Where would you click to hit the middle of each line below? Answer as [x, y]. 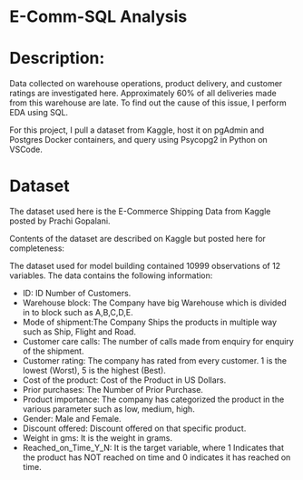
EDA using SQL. [39, 113]
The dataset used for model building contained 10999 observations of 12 [145, 266]
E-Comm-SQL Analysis [98, 17]
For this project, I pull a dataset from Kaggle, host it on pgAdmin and [137, 130]
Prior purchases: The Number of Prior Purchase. [113, 390]
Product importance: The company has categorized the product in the [153, 400]
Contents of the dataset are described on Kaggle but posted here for [137, 239]
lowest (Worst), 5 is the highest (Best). [94, 371]
